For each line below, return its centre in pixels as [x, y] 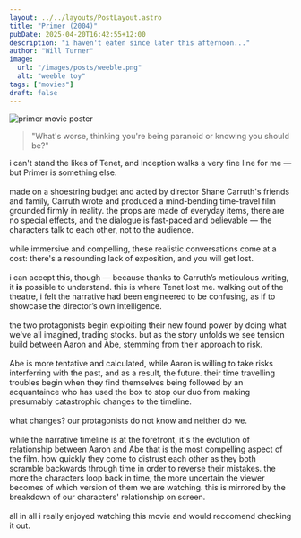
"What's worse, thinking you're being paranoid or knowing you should [160, 136]
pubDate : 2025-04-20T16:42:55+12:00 [77, 34]
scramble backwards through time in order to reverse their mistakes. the [142, 468]
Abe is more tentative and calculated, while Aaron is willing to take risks [141, 363]
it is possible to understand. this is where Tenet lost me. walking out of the [146, 287]
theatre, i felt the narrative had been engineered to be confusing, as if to [142, 296]
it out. [20, 525]
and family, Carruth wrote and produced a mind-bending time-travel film [142, 201]
